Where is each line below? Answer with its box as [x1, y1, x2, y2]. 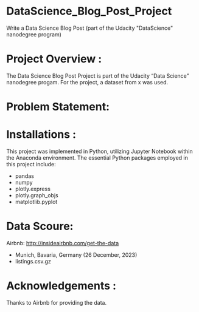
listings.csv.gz [15, 257, 52, 265]
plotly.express [15, 185, 51, 192]
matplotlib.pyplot [15, 198, 58, 205]
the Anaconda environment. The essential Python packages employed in [6, 154, 189, 161]
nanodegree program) [6, 30, 62, 38]
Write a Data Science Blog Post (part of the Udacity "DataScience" [6, 24, 173, 32]
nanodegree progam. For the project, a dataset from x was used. [6, 78, 169, 86]
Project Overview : [6, 52, 102, 66]
